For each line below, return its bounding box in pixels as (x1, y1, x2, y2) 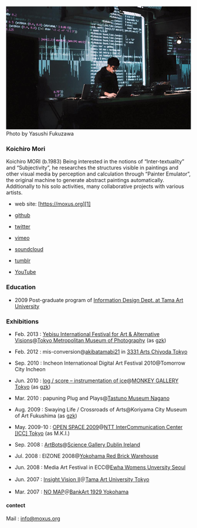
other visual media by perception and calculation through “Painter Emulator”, (6, 170, 191, 177)
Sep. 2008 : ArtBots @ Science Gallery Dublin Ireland (14, 441, 141, 448)
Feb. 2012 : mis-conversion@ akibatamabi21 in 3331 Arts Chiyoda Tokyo (14, 348, 188, 355)
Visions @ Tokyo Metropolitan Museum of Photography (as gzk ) (14, 337, 167, 344)
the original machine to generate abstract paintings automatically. (6, 177, 165, 184)
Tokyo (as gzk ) (14, 383, 51, 390)
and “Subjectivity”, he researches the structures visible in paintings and (6, 164, 179, 172)
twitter (14, 223, 30, 230)
